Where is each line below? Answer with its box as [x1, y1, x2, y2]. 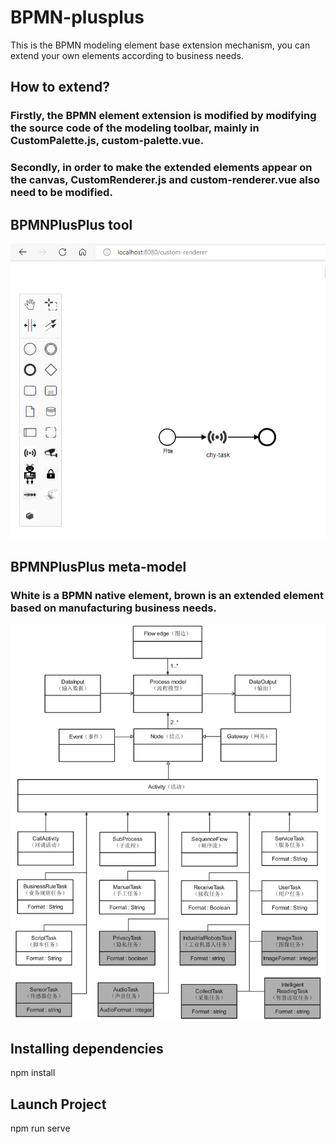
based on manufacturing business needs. [10, 601, 217, 615]
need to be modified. [10, 186, 113, 200]
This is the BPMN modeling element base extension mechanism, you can [10, 39, 311, 51]
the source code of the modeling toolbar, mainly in [10, 121, 260, 135]
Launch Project [10, 1096, 107, 1113]
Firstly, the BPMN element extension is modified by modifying [10, 109, 317, 123]
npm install [10, 1067, 56, 1079]
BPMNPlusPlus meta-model [10, 559, 187, 576]
